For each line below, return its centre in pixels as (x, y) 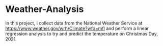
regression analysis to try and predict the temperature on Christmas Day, (81, 33)
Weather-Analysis (45, 9)
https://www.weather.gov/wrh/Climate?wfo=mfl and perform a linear (77, 28)
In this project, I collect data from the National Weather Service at (74, 23)
